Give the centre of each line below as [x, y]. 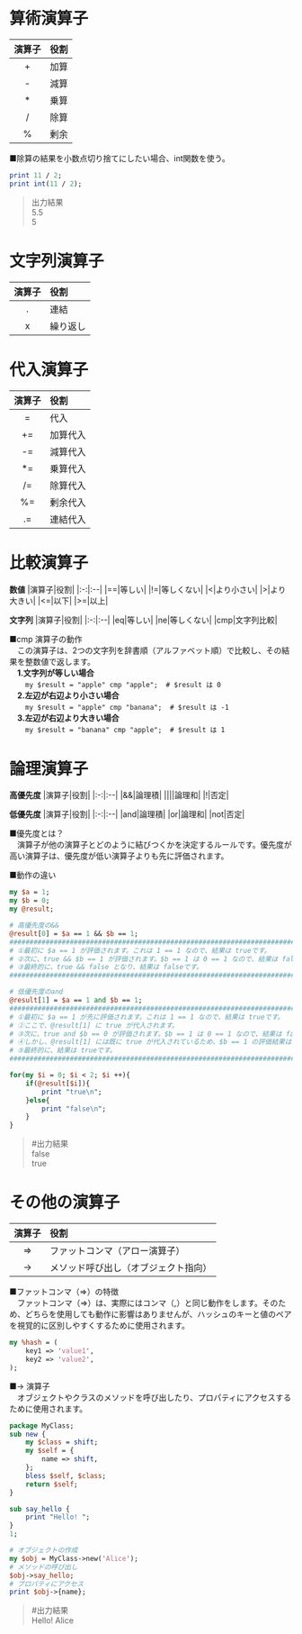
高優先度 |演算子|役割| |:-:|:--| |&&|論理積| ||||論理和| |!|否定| [119, 795]
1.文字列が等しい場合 [56, 673]
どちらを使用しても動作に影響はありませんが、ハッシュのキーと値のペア [158, 1314]
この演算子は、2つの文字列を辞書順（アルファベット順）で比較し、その [149, 650]
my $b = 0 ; [30, 901]
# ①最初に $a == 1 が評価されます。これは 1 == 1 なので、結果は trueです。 [140, 950]
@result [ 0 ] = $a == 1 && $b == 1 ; [74, 933]
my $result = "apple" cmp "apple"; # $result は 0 [124, 685]
